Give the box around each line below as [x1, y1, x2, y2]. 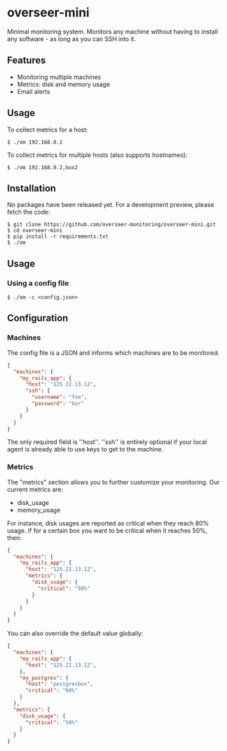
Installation [7, 182, 56, 194]
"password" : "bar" [32, 400, 84, 407]
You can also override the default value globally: [7, 629, 144, 638]
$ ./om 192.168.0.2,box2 [7, 164, 78, 171]
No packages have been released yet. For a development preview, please [7, 201, 215, 209]
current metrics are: [7, 485, 63, 493]
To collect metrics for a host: [7, 125, 88, 134]
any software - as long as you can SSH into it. [7, 34, 136, 42]
